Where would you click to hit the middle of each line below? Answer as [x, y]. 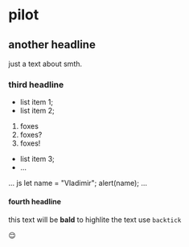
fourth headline [35, 201]
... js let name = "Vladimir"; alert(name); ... [78, 183]
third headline [36, 84]
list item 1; [37, 102]
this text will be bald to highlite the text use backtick [95, 220]
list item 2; [37, 111]
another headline [52, 45]
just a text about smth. [45, 64]
